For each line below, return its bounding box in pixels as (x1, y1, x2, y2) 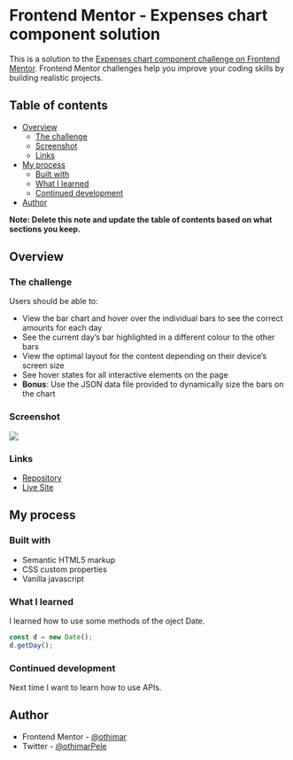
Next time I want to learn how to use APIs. (9, 682, 162, 693)
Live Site (21, 482, 54, 493)
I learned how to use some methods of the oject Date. (9, 615, 205, 626)
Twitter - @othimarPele (21, 740, 107, 751)
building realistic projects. (9, 72, 104, 82)
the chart (21, 388, 56, 399)
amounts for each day (21, 323, 103, 333)
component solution (9, 24, 161, 44)
